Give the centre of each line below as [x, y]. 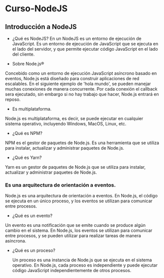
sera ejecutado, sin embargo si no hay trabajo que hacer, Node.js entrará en [82, 94]
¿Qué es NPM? [27, 133]
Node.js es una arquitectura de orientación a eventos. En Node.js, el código [82, 196]
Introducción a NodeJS [41, 27]
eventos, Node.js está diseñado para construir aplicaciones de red [72, 78]
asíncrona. [16, 241]
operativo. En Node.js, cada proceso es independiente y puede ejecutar [85, 265]
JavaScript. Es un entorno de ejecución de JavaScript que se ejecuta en [85, 44]
